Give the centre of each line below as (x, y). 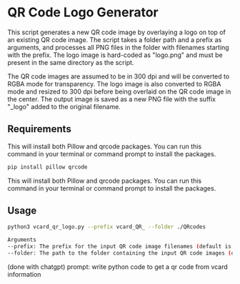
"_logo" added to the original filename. (64, 106)
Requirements (39, 129)
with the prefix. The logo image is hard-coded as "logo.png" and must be (115, 55)
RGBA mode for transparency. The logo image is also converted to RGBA (114, 83)
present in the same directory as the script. (71, 62)
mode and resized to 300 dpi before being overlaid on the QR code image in (119, 91)
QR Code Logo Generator (83, 12)
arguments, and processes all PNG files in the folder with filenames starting (119, 47)
